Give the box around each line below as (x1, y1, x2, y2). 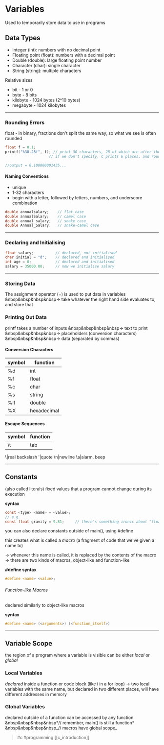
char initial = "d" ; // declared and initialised (5, 255, 115, 260)
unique (12, 184, 26, 190)
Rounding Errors (5, 119, 45, 126)
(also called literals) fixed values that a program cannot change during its (5, 486, 152, 492)
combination (12, 200, 38, 206)
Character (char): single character (12, 62, 81, 68)
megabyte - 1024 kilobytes (12, 102, 66, 108)
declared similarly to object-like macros (5, 602, 84, 608)
